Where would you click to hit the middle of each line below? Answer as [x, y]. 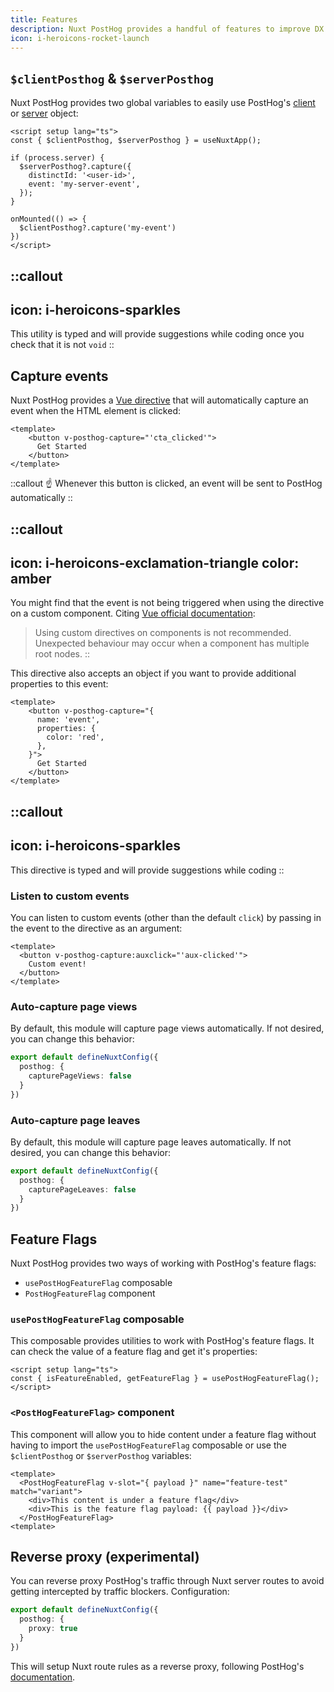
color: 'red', [75, 737]
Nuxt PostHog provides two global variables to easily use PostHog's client [163, 103]
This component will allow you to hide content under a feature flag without [163, 1434]
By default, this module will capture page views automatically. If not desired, [167, 1028]
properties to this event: [59, 684]
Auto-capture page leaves [75, 1120]
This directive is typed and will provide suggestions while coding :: [147, 870]
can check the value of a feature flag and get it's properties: [134, 1352]
